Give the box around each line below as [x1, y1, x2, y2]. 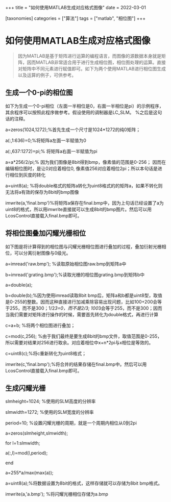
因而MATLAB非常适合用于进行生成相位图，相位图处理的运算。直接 [27, 59, 166, 65]
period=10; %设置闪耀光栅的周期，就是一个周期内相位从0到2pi [5, 420, 137, 426]
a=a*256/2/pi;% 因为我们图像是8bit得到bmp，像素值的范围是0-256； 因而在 [5, 159, 166, 165]
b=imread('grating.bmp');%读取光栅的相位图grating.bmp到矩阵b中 [5, 271, 144, 278]
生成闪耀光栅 [5, 384, 46, 392]
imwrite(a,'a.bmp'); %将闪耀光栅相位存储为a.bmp [5, 491, 109, 497]
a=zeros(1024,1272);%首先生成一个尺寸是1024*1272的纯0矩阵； [5, 127, 141, 133]
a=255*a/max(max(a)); [5, 470, 54, 476]
